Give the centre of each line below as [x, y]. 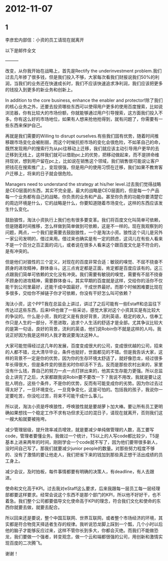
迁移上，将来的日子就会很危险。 [42, 174]
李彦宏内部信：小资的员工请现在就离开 [44, 40]
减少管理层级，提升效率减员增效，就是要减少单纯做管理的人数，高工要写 [79, 430]
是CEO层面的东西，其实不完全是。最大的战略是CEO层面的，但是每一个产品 [82, 190]
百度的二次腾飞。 [27, 543]
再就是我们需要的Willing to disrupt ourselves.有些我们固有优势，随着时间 [80, 136]
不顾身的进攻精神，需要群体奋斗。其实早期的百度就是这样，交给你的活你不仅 [84, 280]
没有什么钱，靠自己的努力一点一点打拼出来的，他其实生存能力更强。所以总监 [84, 371]
